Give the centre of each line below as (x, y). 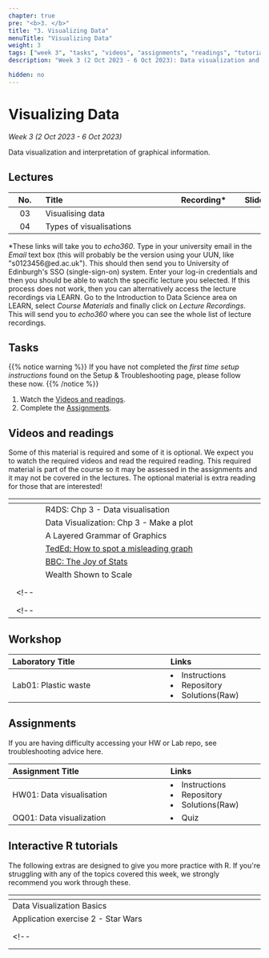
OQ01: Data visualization (59, 817)
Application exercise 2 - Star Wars (77, 919)
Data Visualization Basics (60, 905)
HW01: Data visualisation (60, 795)
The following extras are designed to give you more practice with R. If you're (134, 865)
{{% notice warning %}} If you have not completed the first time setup (124, 367)
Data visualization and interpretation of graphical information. (109, 152)
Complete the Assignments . (66, 408)
